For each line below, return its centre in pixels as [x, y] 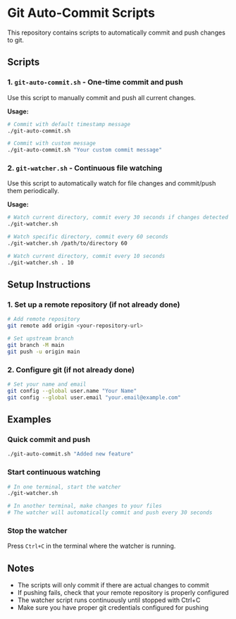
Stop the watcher [38, 530]
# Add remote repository [44, 319]
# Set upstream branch [41, 339]
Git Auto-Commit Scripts [81, 13]
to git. [16, 39]
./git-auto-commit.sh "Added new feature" [70, 454]
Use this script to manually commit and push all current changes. [101, 97]
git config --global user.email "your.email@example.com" [94, 397]
